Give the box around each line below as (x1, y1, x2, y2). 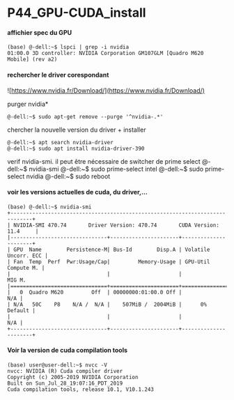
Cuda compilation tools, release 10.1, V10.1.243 (7, 386, 155, 393)
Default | (7, 307, 36, 314)
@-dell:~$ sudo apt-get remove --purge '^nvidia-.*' (7, 113, 164, 120)
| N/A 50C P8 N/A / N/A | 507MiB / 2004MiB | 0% (7, 301, 208, 308)
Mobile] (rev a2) (7, 56, 58, 63)
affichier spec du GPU (7, 28, 72, 36)
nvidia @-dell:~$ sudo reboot (26, 172, 111, 180)
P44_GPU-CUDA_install (7, 5, 146, 21)
